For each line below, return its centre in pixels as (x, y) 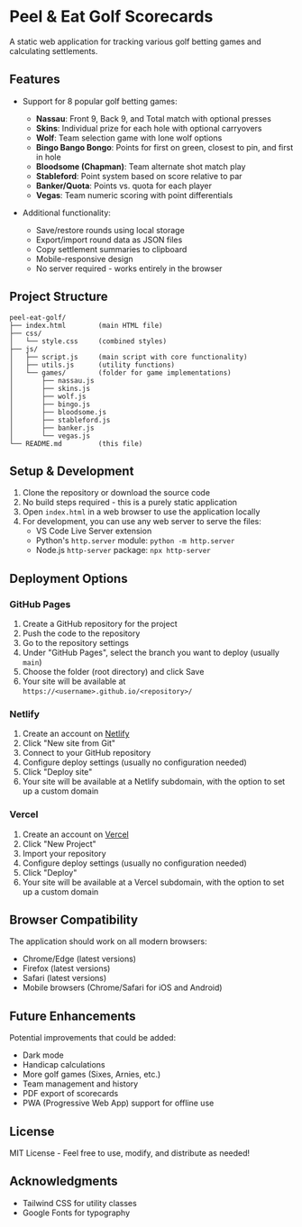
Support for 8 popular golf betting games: (100, 101)
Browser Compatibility (73, 920)
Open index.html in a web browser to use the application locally (141, 512)
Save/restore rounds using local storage (110, 230)
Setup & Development (72, 471)
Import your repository (64, 853)
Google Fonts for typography (76, 1213)
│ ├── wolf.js (48, 396)
